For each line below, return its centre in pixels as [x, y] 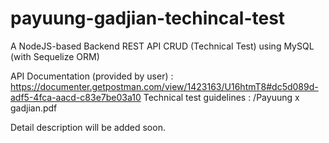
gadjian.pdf [34, 108]
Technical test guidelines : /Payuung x [221, 97]
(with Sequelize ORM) [55, 56]
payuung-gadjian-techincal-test [148, 18]
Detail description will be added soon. [88, 127]
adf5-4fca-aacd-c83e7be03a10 [76, 97]
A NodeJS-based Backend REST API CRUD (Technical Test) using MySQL [162, 46]
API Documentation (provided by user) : [92, 76]
